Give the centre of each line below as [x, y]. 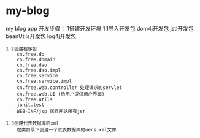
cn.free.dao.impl [39, 70]
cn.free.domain [36, 59]
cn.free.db [31, 54]
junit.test [31, 105]
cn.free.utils [35, 99]
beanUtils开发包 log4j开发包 [41, 36]
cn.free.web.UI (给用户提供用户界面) [61, 94]
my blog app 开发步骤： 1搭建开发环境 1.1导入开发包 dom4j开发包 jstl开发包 [100, 28]
